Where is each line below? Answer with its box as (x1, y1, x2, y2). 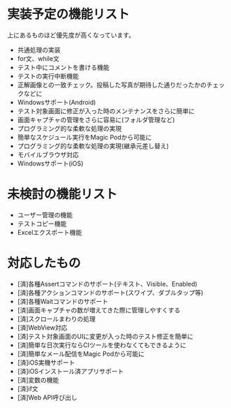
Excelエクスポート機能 (17, 228, 82, 236)
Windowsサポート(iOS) (17, 159, 84, 168)
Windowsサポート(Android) (17, 98, 96, 106)
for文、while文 (17, 54, 59, 63)
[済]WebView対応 (17, 323, 68, 332)
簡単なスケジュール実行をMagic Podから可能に (17, 133, 152, 141)
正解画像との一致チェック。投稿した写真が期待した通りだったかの (17, 80, 207, 89)
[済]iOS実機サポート (17, 358, 75, 367)
